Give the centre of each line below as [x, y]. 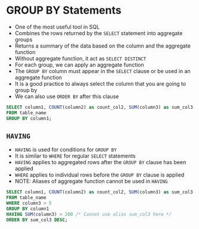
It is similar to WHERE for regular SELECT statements [75, 156]
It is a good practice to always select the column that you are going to [100, 83]
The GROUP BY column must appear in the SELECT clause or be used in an [102, 71]
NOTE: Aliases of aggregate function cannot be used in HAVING [91, 181]
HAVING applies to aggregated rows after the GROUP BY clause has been [100, 162]
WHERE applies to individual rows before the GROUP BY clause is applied [99, 175]
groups [24, 39]
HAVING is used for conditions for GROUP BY [66, 150]
